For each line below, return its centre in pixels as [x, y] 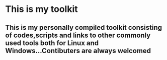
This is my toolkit [41, 9]
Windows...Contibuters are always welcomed [78, 51]
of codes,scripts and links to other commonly [78, 35]
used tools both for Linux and [52, 43]
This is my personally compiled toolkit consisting [84, 28]
